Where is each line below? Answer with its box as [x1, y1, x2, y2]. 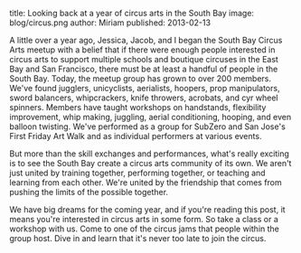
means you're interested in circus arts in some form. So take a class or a [9, 214, 278, 224]
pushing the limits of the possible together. [9, 187, 169, 197]
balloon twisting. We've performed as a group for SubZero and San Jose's [9, 121, 287, 132]
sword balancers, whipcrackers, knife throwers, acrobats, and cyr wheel [9, 92, 278, 103]
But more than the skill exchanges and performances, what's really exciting [9, 148, 289, 159]
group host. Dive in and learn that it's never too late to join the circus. [9, 233, 267, 243]
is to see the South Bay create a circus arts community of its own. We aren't [9, 158, 292, 168]
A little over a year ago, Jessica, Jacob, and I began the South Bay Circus [9, 35, 283, 45]
